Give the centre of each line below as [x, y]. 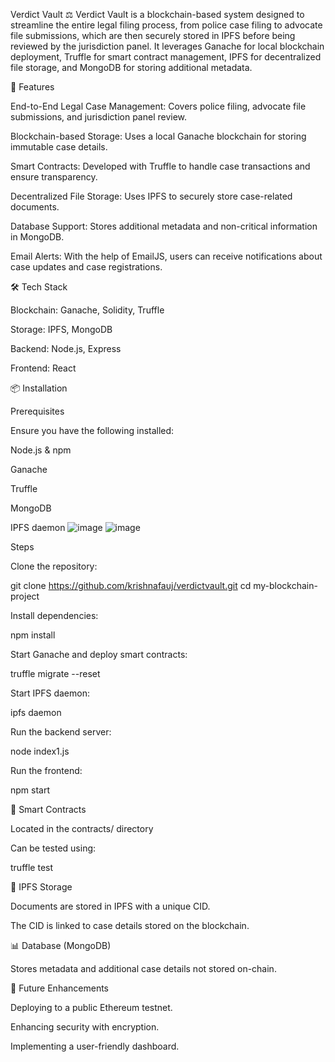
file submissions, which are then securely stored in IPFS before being [153, 35]
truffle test [32, 867]
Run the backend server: [61, 732]
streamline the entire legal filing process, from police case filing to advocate [166, 25]
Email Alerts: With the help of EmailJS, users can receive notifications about [166, 256]
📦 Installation [39, 388]
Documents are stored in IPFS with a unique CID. [110, 906]
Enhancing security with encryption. [85, 1027]
